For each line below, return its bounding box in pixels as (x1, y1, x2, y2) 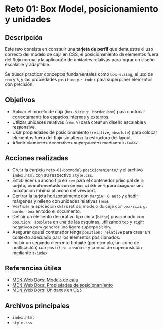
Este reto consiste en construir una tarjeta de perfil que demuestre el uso (5, 46, 154, 52)
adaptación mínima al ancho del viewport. (12, 187, 97, 193)
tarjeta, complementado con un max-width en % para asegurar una (12, 182, 144, 188)
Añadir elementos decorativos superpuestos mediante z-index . (12, 140, 139, 145)
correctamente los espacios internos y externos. (12, 114, 110, 120)
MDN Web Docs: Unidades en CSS (12, 287, 82, 293)
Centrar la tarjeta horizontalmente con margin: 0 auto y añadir (12, 193, 138, 199)
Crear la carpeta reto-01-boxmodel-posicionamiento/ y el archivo (12, 167, 143, 173)
